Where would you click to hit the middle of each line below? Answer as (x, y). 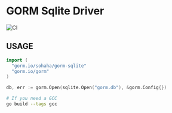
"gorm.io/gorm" (30, 71)
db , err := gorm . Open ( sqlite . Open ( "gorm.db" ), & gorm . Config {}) (87, 88)
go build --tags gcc (32, 104)
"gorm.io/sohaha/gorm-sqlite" (49, 66)
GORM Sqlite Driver (55, 11)
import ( (17, 60)
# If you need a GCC (32, 99)
